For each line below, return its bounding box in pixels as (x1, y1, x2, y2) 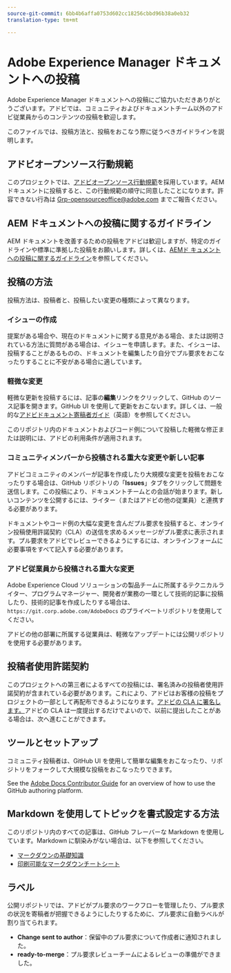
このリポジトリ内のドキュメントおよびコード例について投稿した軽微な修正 (7, 425, 219, 434)
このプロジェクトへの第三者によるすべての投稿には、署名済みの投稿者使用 (7, 680, 219, 688)
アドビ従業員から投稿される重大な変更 (7, 563, 134, 573)
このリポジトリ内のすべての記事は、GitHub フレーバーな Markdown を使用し (7, 827, 225, 836)
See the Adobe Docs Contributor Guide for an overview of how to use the (7, 779, 216, 787)
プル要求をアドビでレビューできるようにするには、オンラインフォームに (18, 536, 223, 545)
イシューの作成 (7, 314, 57, 324)
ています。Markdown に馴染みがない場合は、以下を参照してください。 (7, 836, 208, 845)
